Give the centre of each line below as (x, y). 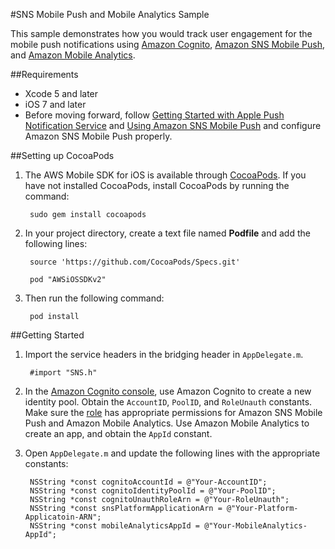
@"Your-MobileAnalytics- (256, 526)
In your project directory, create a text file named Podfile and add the (167, 233)
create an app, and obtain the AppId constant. (118, 433)
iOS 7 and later (55, 104)
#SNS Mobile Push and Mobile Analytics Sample (110, 14)
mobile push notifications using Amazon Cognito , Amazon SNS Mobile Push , (167, 44)
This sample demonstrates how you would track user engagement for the (161, 33)
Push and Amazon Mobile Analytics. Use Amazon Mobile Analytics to (167, 423)
